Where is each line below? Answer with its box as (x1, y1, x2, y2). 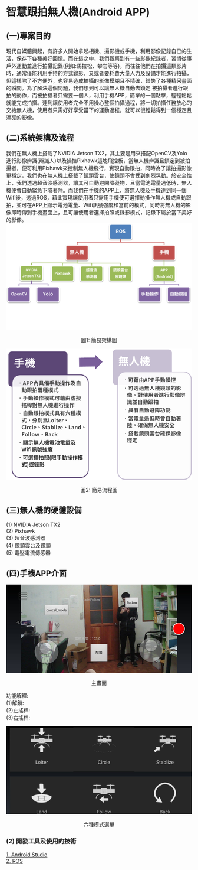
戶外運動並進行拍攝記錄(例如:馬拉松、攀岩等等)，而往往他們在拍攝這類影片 (6, 63, 187, 69)
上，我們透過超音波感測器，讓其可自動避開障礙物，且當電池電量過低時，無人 (6, 179, 192, 186)
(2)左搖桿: (6, 706, 31, 713)
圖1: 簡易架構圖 (81, 336, 117, 343)
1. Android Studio (6, 851, 48, 858)
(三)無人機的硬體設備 (6, 505, 82, 515)
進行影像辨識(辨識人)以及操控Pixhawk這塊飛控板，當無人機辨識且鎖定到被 (6, 157, 186, 164)
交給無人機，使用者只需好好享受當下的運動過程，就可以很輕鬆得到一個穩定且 (6, 107, 192, 113)
